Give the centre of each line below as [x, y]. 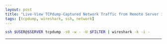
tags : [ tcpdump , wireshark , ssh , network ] [50, 19]
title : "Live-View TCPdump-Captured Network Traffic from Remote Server [82, 14]
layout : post [19, 10]
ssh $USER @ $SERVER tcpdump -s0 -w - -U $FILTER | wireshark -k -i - [78, 32]
